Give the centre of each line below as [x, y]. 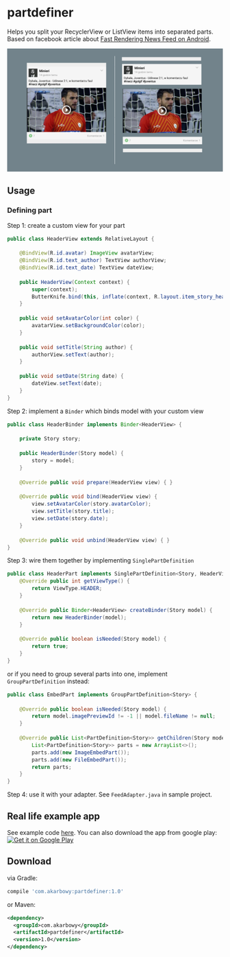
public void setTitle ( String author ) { [76, 347]
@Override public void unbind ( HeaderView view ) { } [94, 540]
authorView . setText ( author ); [73, 355]
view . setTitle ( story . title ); [73, 511]
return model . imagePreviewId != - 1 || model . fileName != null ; [124, 716]
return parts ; [52, 767]
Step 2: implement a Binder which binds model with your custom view [105, 411]
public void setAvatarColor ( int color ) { [79, 318]
